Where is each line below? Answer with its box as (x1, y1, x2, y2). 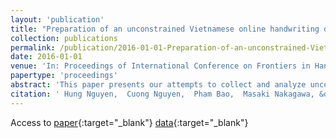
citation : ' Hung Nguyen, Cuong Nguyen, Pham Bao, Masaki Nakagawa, (10, 89, 315, 99)
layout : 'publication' (10, 14, 105, 25)
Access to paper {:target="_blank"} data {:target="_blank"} (10, 116, 249, 128)
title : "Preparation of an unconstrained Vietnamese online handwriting (10, 24, 320, 34)
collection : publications (10, 33, 118, 43)
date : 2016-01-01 (10, 52, 83, 62)
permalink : (10, 42, 56, 53)
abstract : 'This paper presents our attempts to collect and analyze (10, 80, 307, 90)
